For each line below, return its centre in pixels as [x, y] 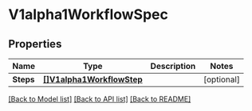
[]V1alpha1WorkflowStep [93, 79]
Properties [35, 44]
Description [173, 66]
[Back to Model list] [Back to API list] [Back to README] [100, 99]
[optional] [222, 79]
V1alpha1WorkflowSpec [89, 15]
